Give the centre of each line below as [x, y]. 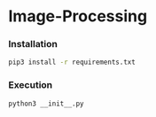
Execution [31, 85]
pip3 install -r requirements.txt [72, 62]
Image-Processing [78, 16]
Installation [33, 44]
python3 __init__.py [47, 104]
